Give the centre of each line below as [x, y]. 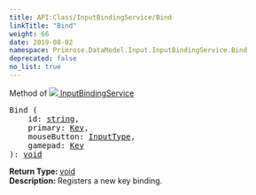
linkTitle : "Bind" [43, 26]
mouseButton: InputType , [81, 136]
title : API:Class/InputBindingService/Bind [91, 17]
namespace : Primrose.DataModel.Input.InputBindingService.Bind [128, 51]
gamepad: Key [56, 145]
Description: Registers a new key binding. [86, 180]
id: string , [54, 119]
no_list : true [35, 67]
